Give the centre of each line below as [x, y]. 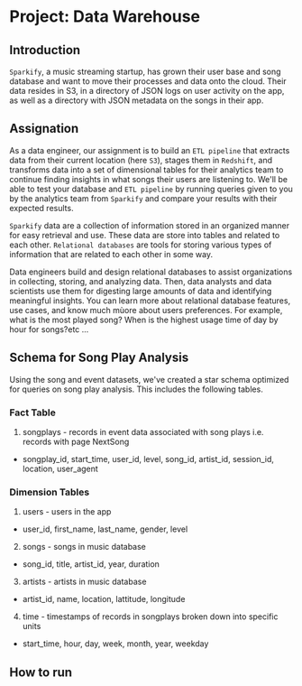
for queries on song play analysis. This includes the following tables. [136, 389]
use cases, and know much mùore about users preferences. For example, [146, 310]
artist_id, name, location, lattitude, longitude [104, 599]
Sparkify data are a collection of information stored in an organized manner [150, 225]
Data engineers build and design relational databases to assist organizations [151, 272]
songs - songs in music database [84, 547]
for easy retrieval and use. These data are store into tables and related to [145, 235]
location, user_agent [60, 468]
